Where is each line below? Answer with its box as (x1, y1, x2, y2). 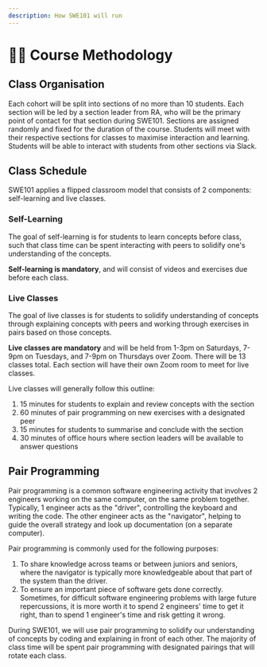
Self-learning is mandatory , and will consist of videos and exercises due (8, 264, 248, 273)
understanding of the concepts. (8, 249, 112, 258)
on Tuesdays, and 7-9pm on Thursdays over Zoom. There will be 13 (25, 351, 246, 361)
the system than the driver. (19, 575, 108, 586)
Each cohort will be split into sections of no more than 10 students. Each (8, 99, 244, 108)
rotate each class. (8, 650, 67, 660)
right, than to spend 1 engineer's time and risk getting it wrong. (19, 610, 226, 619)
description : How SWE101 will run (8, 11, 123, 20)
